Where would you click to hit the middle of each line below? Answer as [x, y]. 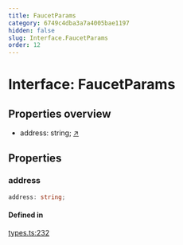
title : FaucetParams [43, 16]
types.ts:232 [29, 232]
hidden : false [32, 30]
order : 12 [25, 45]
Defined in [26, 215]
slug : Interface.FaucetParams [58, 38]
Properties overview [60, 113]
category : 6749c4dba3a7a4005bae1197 [69, 23]
